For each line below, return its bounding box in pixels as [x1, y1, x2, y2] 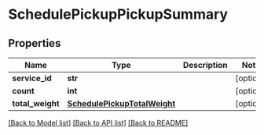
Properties [8, 37, 61, 50]
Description [183, 60, 228, 70]
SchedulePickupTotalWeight [67, 98, 176, 108]
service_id [12, 73, 53, 83]
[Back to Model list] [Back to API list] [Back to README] [8, 119, 189, 127]
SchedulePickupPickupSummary [8, 5, 229, 23]
